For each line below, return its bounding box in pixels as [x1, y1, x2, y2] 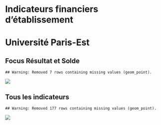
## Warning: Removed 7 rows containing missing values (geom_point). [5, 70, 153, 75]
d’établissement [5, 14, 74, 25]
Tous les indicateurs [5, 93, 70, 101]
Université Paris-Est [5, 37, 90, 48]
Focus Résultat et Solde [5, 56, 80, 65]
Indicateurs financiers [5, 3, 98, 15]
